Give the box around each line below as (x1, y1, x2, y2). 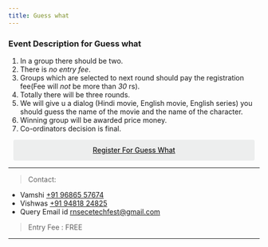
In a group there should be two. (19, 56, 124, 65)
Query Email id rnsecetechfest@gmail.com (19, 207, 161, 217)
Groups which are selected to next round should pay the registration (19, 73, 245, 82)
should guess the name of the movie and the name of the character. (19, 107, 243, 116)
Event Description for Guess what (8, 37, 142, 49)
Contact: (27, 174, 57, 184)
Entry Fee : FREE (27, 222, 83, 232)
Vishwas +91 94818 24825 (19, 198, 108, 208)
